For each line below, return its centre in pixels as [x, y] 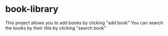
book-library [32, 9]
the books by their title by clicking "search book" [56, 28]
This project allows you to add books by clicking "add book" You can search [84, 23]
